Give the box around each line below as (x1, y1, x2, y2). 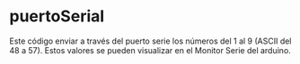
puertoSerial (9, 6, 105, 27)
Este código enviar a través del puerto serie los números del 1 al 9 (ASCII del (9, 36, 292, 46)
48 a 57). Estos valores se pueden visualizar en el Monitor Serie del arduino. (9, 44, 292, 55)
